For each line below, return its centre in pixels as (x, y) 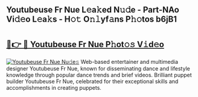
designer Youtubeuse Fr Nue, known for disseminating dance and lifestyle (98, 68)
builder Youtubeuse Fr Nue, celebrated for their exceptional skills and (92, 81)
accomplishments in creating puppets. (54, 88)
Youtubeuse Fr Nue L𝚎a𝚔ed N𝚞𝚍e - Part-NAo (93, 10)
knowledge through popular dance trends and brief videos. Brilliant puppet (99, 75)
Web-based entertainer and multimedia (129, 62)
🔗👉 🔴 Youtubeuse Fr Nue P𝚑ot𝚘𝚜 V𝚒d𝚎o (85, 44)
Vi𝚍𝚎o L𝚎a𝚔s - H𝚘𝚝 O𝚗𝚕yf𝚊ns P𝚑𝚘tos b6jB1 (91, 20)
